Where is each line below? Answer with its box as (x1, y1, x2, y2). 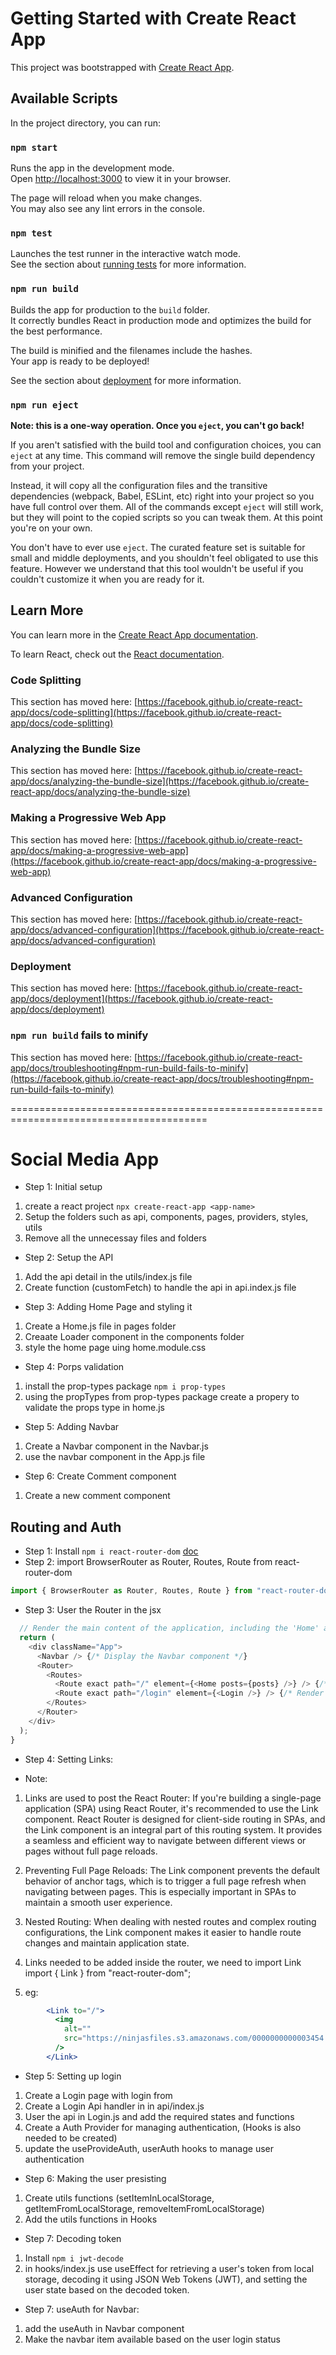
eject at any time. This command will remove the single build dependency (10, 449, 316, 461)
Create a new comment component (24, 1490, 171, 1502)
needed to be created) (24, 2132, 118, 2144)
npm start (10, 142, 58, 153)
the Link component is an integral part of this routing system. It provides (24, 1823, 323, 1836)
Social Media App (10, 1148, 160, 1171)
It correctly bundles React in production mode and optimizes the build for (10, 314, 312, 326)
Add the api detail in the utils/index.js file (24, 1271, 193, 1283)
